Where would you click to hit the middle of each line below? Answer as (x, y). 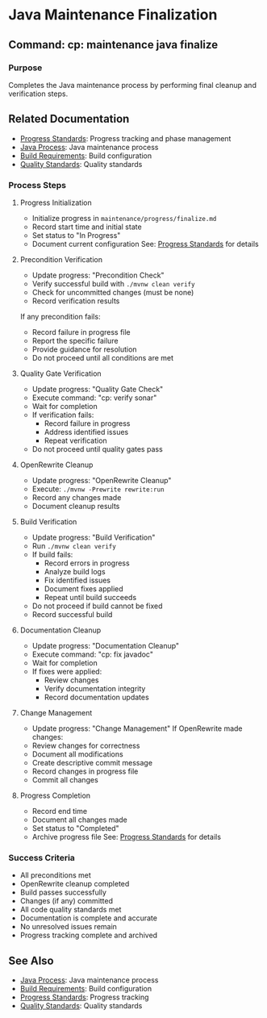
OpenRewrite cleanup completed (75, 884)
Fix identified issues (77, 580)
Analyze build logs (75, 571)
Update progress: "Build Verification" (94, 537)
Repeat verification (75, 440)
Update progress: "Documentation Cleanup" (106, 645)
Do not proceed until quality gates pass (97, 449)
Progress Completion (55, 795)
